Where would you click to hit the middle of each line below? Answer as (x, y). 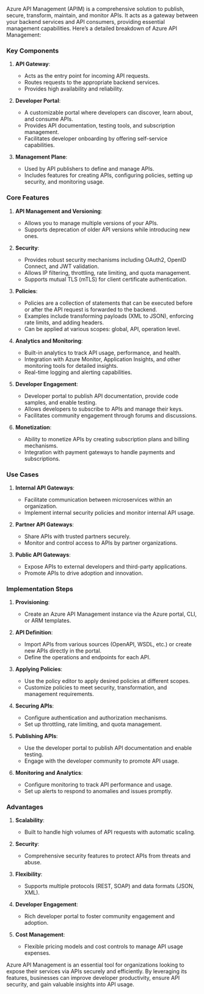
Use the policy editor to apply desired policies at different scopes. (107, 681)
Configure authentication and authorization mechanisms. (96, 718)
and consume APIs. (49, 119)
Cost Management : (40, 935)
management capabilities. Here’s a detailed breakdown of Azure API (92, 28)
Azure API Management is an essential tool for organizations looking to (95, 965)
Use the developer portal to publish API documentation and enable (108, 748)
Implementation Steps (40, 589)
